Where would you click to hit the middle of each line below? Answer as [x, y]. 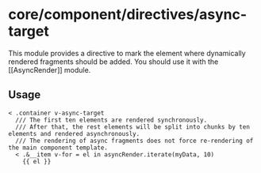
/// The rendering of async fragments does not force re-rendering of [134, 141]
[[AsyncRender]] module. [50, 70]
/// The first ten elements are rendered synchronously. [111, 120]
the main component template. [58, 148]
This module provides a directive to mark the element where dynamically [127, 53]
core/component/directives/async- [128, 15]
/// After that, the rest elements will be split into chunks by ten [132, 127]
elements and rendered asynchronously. [74, 134]
